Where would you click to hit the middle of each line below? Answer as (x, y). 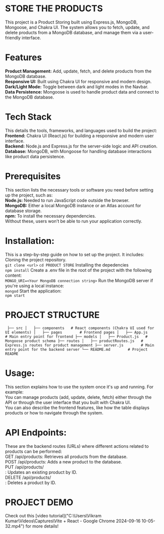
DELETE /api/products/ (28, 477)
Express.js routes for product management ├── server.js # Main (80, 345)
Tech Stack (28, 117)
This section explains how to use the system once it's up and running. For (79, 387)
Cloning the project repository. (36, 260)
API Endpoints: (36, 432)
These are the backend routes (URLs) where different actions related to (77, 446)
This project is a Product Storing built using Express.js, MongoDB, (71, 22)
